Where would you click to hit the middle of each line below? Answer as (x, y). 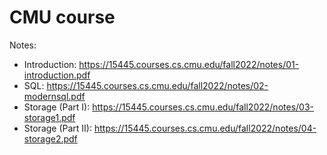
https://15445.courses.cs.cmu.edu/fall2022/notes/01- (189, 64)
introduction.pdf (57, 75)
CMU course (62, 17)
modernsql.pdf (54, 96)
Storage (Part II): (58, 128)
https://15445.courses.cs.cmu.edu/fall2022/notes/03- (203, 107)
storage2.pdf (50, 138)
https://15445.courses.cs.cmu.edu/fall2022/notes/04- (205, 128)
